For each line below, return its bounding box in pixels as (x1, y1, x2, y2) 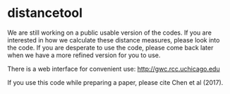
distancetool (7, 5, 83, 21)
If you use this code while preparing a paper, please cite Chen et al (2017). (7, 78, 224, 86)
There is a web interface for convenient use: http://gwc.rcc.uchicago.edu (7, 64, 220, 73)
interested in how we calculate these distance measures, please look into (7, 35, 220, 44)
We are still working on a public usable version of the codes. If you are (7, 28, 212, 37)
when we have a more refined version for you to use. (7, 51, 161, 59)
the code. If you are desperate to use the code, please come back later (7, 43, 214, 52)
